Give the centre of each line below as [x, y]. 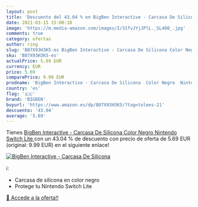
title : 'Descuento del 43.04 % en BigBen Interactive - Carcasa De [91, 17]
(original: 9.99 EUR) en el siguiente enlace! [58, 145]
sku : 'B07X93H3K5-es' [33, 55]
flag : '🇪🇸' [21, 94]
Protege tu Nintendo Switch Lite [53, 186]
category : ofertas [29, 39]
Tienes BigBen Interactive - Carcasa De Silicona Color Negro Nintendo [92, 133]
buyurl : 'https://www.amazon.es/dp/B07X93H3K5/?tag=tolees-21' [85, 105]
